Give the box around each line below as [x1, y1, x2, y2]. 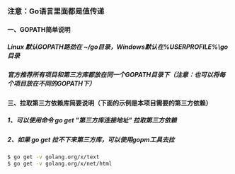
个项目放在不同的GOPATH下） [7, 79, 96, 88]
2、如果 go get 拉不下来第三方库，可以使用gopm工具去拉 [7, 135, 175, 144]
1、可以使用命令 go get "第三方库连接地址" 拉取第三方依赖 [7, 116, 177, 124]
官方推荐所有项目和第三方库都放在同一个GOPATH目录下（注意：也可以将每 [7, 71, 226, 79]
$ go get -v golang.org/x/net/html [7, 161, 113, 168]
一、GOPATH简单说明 [7, 25, 71, 33]
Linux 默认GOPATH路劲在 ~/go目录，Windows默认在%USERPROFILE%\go [7, 42, 229, 51]
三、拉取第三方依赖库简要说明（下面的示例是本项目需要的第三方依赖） [7, 98, 212, 107]
